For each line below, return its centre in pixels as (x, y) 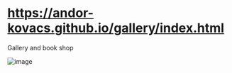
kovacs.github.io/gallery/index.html (116, 28)
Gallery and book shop (40, 47)
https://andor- (51, 13)
